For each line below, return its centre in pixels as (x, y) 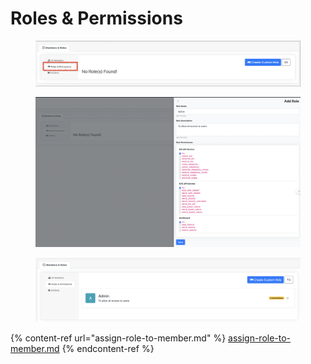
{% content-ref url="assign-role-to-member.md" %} (118, 338)
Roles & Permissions (96, 18)
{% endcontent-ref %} (108, 348)
